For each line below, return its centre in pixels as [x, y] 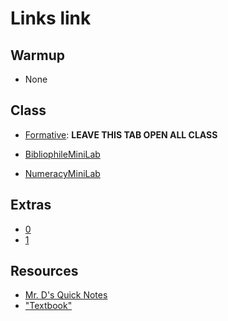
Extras [31, 205]
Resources [44, 271]
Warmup [37, 55]
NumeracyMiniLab [62, 173]
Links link [51, 18]
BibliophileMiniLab [62, 154]
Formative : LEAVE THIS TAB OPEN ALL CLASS [121, 134]
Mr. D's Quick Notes [66, 295]
